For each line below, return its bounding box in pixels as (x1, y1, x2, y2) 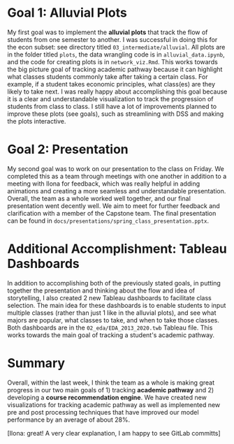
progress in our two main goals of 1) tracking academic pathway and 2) (7, 385, 214, 394)
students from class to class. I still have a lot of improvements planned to (7, 102, 217, 110)
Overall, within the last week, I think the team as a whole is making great (7, 378, 215, 387)
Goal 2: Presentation (7, 142, 129, 158)
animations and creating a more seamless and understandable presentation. (7, 186, 226, 195)
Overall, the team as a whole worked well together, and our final (7, 194, 191, 202)
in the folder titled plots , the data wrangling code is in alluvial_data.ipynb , (7, 50, 225, 59)
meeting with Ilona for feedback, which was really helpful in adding (7, 179, 200, 188)
